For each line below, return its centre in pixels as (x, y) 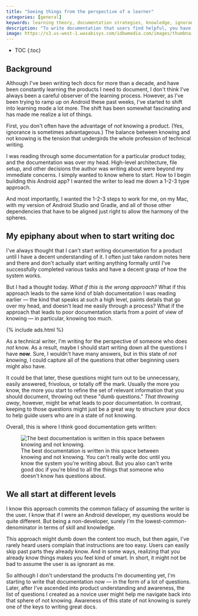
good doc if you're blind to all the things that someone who (93, 469)
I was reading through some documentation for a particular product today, (96, 156)
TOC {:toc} (28, 50)
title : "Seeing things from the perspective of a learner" (80, 12)
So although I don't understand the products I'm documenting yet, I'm (91, 575)
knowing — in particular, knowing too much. (60, 318)
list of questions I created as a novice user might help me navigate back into (98, 594)
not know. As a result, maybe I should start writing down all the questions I (96, 347)
